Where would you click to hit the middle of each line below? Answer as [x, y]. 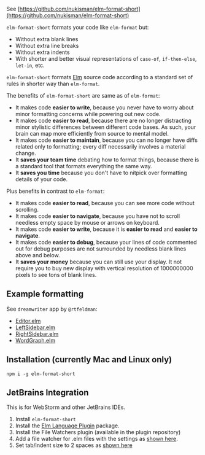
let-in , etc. [30, 65]
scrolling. [27, 209]
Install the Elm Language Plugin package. [67, 426]
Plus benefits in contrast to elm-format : [56, 191]
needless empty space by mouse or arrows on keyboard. [87, 223]
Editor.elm [28, 321]
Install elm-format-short [45, 419]
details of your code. [41, 179]
